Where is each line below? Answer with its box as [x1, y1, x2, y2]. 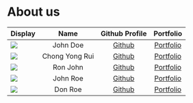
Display [10, 29, 36, 38]
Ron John [52, 62, 83, 72]
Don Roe [54, 85, 82, 94]
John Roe [52, 73, 83, 83]
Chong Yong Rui [42, 51, 94, 61]
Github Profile [100, 29, 147, 38]
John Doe [52, 40, 84, 50]
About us [7, 4, 60, 20]
